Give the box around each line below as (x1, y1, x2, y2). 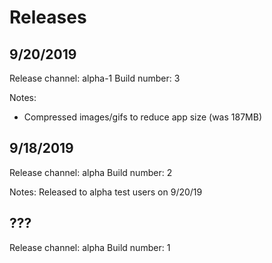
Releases (9, 6, 87, 29)
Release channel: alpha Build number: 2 (9, 166, 173, 178)
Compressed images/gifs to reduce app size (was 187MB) (23, 111, 262, 123)
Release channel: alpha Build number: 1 (9, 241, 171, 253)
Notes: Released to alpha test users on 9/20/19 (9, 186, 203, 198)
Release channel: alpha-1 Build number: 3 (9, 72, 181, 84)
